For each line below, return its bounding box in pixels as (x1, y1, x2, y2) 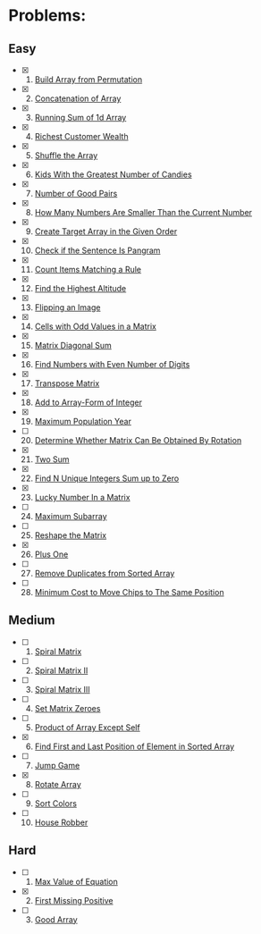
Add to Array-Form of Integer (34, 397, 142, 408)
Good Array (34, 913, 78, 925)
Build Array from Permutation (34, 74, 143, 85)
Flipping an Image (34, 302, 101, 313)
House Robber (34, 817, 88, 828)
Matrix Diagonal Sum (34, 341, 113, 350)
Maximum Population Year (34, 417, 131, 426)
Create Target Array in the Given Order (34, 226, 178, 237)
